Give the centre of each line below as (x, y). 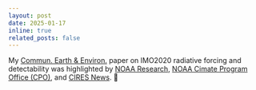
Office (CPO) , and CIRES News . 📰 (63, 77)
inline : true (30, 30)
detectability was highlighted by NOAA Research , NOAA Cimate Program (128, 69)
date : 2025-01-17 (37, 23)
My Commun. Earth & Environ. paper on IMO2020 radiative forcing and (125, 61)
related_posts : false (44, 38)
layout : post (30, 16)
